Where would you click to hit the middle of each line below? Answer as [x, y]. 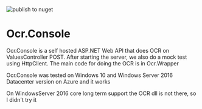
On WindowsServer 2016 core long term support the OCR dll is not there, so [101, 93]
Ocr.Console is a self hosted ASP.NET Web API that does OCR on [88, 50]
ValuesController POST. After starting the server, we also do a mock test [97, 57]
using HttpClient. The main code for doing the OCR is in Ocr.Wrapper [93, 63]
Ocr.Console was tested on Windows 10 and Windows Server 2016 [90, 75]
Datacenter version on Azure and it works [58, 81]
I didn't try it [22, 99]
